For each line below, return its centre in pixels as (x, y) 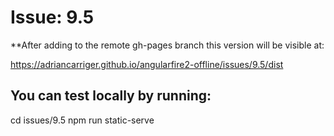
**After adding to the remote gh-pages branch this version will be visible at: (167, 45)
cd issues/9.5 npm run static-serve (82, 120)
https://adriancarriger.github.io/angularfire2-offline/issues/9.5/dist (147, 64)
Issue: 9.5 (52, 17)
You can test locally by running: (111, 96)
